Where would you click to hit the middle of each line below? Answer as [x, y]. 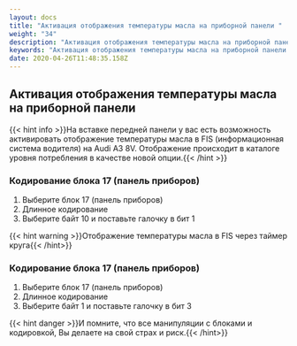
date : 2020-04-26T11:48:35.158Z [69, 58]
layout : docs [33, 17]
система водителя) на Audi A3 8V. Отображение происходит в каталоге [145, 148]
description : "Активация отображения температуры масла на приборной [140, 42]
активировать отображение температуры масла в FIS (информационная [147, 139]
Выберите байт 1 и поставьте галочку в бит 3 [107, 306]
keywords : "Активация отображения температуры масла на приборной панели [148, 50]
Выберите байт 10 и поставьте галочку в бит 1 [108, 219]
